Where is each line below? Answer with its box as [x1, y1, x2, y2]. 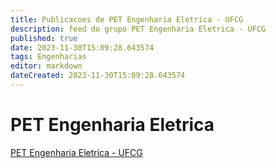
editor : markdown [10, 61, 83, 71]
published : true [10, 33, 78, 43]
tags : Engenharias [10, 52, 87, 62]
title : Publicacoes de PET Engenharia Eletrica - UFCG [10, 14, 244, 25]
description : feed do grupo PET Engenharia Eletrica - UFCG [10, 24, 267, 34]
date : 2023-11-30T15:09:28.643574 [10, 42, 155, 53]
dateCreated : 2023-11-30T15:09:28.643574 [10, 71, 186, 81]
